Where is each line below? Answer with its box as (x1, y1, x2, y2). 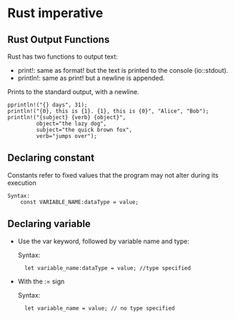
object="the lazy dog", (36, 120, 107, 127)
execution (7, 178, 37, 187)
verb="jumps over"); (36, 133, 98, 140)
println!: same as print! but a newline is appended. (17, 74, 166, 82)
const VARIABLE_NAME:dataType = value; (20, 198, 139, 206)
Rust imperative (7, 5, 104, 21)
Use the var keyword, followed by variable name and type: (17, 237, 189, 245)
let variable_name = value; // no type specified (24, 305, 175, 312)
